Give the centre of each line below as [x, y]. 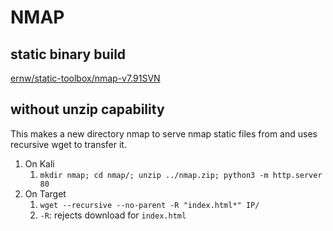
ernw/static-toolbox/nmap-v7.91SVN [85, 78]
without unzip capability [87, 109]
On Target [45, 193]
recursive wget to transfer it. [68, 144]
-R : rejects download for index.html [113, 215]
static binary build [68, 54]
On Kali [39, 163]
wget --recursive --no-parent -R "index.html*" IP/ [149, 205]
